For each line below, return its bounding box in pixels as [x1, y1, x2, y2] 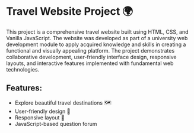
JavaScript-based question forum [14, 120, 97, 127]
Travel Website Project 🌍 [6, 5, 133, 18]
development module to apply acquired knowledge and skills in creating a [6, 41, 186, 48]
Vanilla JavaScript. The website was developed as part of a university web [6, 34, 188, 41]
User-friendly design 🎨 [14, 108, 71, 115]
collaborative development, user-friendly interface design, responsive [6, 53, 177, 60]
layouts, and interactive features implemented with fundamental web [6, 60, 174, 67]
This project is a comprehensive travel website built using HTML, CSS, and [6, 28, 189, 35]
